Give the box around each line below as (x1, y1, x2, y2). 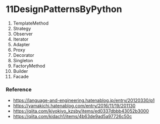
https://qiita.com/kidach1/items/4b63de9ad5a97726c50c (13, 113, 132, 119)
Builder (13, 68, 28, 74)
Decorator (13, 52, 34, 58)
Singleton (13, 57, 33, 63)
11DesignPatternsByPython (6, 4, 123, 15)
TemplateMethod (13, 20, 49, 26)
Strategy (13, 25, 31, 31)
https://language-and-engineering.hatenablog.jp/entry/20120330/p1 (13, 97, 155, 103)
